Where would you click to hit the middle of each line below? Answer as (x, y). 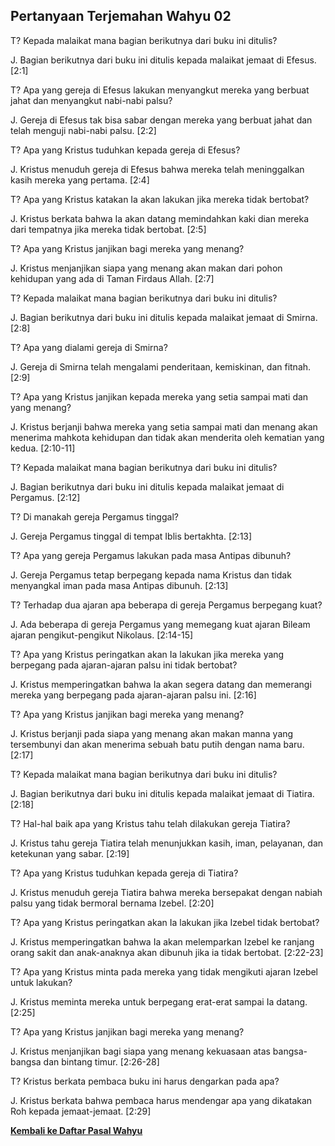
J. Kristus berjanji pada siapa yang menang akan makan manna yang (152, 733)
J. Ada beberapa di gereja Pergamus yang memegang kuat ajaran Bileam (160, 624)
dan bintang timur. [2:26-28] (101, 1061)
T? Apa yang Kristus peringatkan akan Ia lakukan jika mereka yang (147, 654)
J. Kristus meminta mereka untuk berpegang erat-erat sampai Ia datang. (159, 1001)
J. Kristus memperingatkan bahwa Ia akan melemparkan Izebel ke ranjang (162, 941)
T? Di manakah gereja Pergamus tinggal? (94, 516)
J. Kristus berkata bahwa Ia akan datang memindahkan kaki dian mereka (160, 218)
